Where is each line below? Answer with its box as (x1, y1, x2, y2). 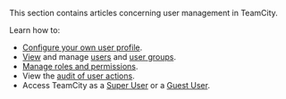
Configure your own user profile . (21, 42, 143, 53)
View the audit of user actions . (21, 70, 136, 81)
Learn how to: (9, 25, 61, 35)
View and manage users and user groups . (21, 52, 177, 62)
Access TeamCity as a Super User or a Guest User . (21, 80, 210, 90)
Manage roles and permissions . (21, 62, 139, 71)
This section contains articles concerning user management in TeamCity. (9, 8, 279, 18)
